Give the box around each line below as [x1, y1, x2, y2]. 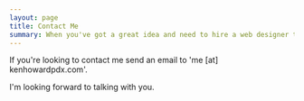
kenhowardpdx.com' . [9, 64, 88, 75]
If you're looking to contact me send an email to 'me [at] [9, 55, 219, 66]
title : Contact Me [9, 22, 79, 31]
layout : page [9, 13, 59, 23]
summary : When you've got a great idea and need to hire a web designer [9, 30, 290, 39]
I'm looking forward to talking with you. [9, 82, 156, 93]
